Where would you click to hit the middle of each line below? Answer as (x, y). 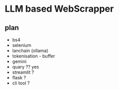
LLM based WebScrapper (59, 9)
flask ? (19, 78)
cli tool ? (21, 83)
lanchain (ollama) (30, 51)
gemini (19, 61)
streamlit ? (23, 72)
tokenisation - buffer (34, 56)
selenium (22, 45)
